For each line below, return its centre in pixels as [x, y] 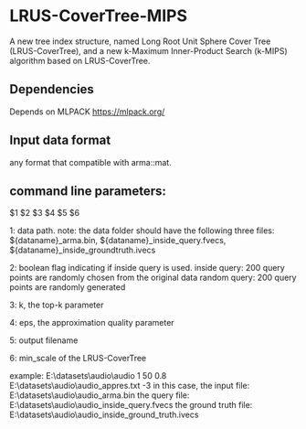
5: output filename [44, 340]
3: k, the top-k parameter [57, 305]
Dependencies [52, 89]
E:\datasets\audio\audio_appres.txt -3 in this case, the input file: [130, 386]
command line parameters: [88, 191]
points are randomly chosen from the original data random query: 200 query [153, 278]
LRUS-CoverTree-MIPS [99, 16]
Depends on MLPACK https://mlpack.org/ [87, 112]
